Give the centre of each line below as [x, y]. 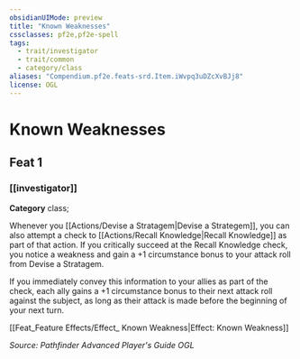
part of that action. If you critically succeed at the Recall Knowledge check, [149, 244]
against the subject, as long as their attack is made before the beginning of [148, 300]
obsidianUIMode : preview [56, 18]
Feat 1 [26, 163]
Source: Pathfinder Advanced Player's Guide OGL [102, 345]
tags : [19, 43]
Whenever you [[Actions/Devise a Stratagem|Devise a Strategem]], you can [150, 226]
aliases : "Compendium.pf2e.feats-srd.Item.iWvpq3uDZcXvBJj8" [127, 77]
